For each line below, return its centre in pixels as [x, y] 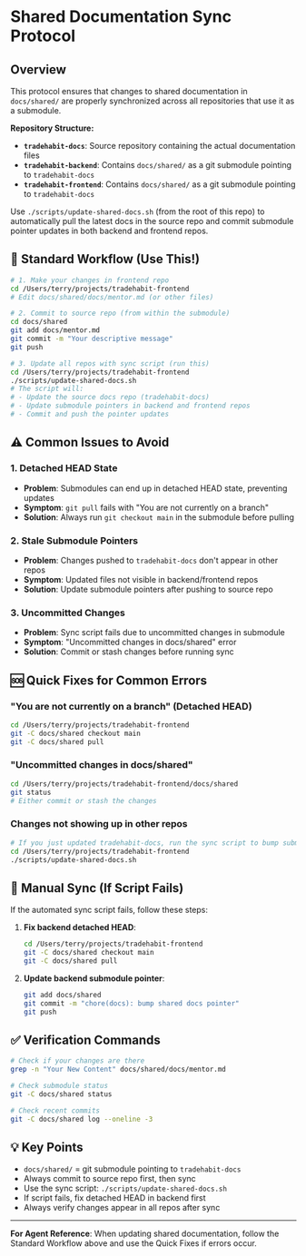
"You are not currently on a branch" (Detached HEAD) [131, 706]
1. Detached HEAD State [64, 468]
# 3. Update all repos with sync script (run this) [110, 363]
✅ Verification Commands [86, 1040]
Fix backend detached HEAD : [80, 927]
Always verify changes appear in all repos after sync [122, 1208]
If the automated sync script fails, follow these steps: [109, 910]
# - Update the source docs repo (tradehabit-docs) [110, 397]
